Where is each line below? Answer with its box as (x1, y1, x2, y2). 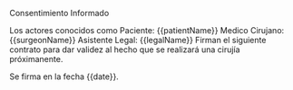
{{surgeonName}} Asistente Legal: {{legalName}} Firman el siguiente (9, 35, 267, 45)
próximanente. (9, 54, 63, 64)
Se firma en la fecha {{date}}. (9, 71, 120, 82)
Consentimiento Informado (9, 8, 110, 18)
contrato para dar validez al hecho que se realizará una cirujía (9, 44, 240, 55)
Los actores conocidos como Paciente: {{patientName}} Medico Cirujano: (9, 25, 285, 35)
